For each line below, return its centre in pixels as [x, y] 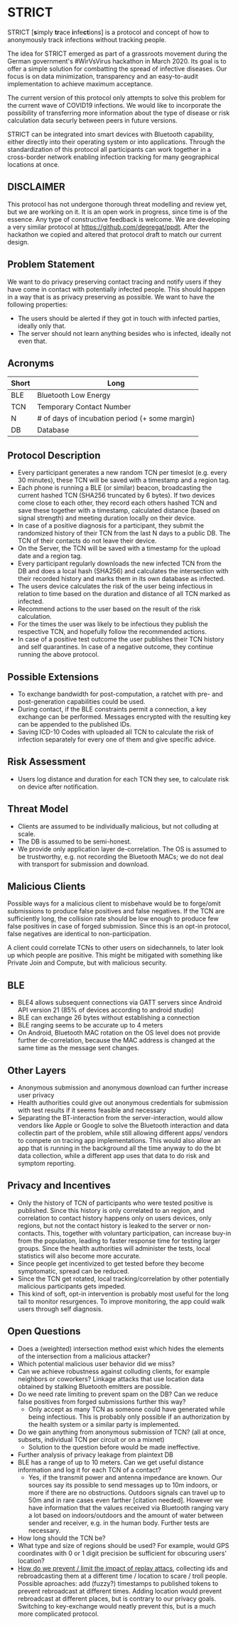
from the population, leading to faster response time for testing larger [119, 1241]
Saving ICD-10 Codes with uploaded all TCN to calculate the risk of [116, 732]
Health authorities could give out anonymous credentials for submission [123, 1103]
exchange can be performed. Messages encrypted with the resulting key [124, 717]
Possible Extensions [53, 677]
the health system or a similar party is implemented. [104, 1424]
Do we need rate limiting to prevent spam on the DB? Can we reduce [118, 1394]
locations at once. [33, 164]
